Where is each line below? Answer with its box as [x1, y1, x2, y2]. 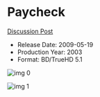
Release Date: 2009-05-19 [17, 40, 94, 48]
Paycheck [7, 4, 66, 20]
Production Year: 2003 [17, 48, 83, 56]
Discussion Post [7, 27, 53, 35]
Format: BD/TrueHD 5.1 [17, 55, 83, 63]
